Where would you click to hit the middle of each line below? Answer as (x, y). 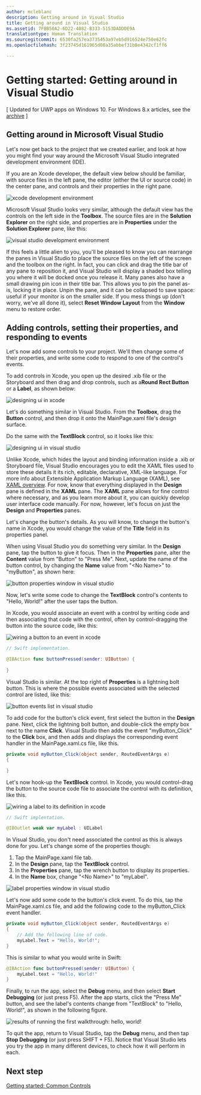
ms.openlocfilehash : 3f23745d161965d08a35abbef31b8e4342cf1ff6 (87, 46)
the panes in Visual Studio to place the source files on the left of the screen (99, 258)
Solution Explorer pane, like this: (47, 228)
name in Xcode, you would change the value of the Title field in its (88, 529)
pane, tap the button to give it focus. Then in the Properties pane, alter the (98, 553)
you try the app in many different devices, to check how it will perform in (96, 1046)
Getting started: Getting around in (92, 80)
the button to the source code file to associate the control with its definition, (100, 788)
